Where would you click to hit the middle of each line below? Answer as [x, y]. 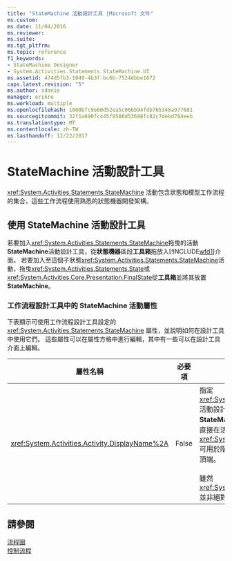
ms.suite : [21, 39]
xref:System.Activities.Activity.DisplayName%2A [90, 444]
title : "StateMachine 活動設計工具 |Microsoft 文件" [80, 13]
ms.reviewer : [26, 33]
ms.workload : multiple [40, 104]
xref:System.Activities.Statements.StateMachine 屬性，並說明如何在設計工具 [116, 331]
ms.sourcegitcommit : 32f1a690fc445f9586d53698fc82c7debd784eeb [100, 116]
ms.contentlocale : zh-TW [43, 129]
